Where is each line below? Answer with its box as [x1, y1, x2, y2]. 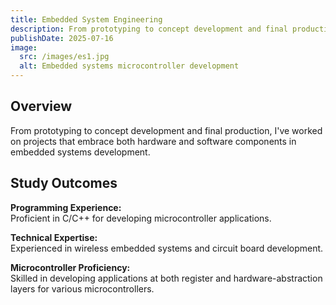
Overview [10, 98, 73, 115]
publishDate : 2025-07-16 [10, 33, 114, 43]
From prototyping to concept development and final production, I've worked [10, 124, 323, 136]
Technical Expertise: [10, 231, 98, 243]
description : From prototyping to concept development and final [10, 24, 288, 34]
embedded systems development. [10, 146, 151, 158]
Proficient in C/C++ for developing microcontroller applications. [10, 212, 272, 224]
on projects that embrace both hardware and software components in [10, 135, 297, 147]
